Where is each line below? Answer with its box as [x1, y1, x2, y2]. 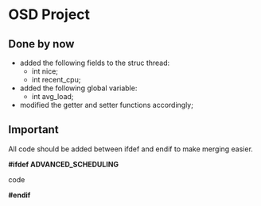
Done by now [8, 37, 75, 51]
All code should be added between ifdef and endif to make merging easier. [8, 144, 253, 154]
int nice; [31, 67, 58, 76]
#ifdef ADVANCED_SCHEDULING [8, 159, 119, 169]
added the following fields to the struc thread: [19, 58, 170, 67]
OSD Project [8, 6, 90, 24]
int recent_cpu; [31, 75, 81, 84]
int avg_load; [31, 92, 74, 101]
